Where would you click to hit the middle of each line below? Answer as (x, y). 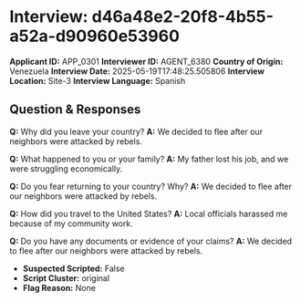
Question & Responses (75, 110)
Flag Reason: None (59, 287)
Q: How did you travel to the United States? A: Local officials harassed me (149, 213)
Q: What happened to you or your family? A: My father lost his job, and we (149, 159)
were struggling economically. (66, 168)
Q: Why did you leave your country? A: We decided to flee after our (136, 131)
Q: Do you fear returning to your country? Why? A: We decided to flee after (151, 186)
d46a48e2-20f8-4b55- (182, 17)
